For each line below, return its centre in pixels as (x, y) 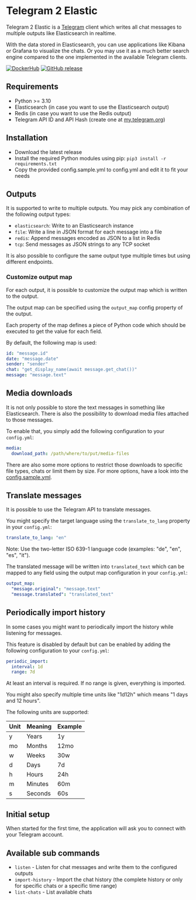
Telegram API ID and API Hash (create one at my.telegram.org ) (90, 119)
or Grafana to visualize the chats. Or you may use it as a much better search (98, 50)
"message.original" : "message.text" (56, 589)
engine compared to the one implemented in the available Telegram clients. (97, 57)
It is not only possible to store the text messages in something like (85, 407)
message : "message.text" (36, 375)
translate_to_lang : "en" (36, 538)
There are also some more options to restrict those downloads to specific (94, 465)
